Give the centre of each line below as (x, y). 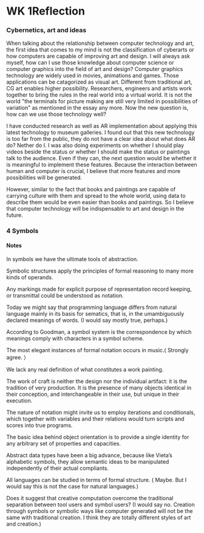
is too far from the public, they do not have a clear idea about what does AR (101, 139)
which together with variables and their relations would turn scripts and (95, 419)
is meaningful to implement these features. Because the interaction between (102, 165)
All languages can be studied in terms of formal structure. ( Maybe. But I (97, 480)
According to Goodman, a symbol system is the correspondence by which (99, 331)
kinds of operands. (30, 277)
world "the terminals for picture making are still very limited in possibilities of (102, 101)
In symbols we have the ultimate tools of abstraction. (72, 259)
